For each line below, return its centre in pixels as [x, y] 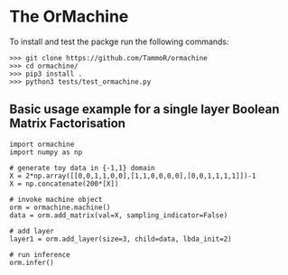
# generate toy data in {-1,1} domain [82, 168]
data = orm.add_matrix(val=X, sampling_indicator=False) [119, 215]
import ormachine [42, 144]
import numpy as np [46, 152]
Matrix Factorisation [68, 124]
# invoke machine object [56, 199]
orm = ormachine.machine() [60, 207]
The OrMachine [69, 17]
